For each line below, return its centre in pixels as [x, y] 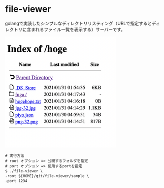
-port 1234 [16, 181]
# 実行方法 [15, 156]
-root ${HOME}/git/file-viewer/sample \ [47, 176]
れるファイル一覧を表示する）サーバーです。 [80, 29]
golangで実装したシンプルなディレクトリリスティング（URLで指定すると [79, 23]
